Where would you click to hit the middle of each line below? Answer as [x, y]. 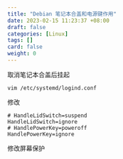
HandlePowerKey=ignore [41, 134]
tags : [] [20, 40]
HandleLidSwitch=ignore [43, 121]
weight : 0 [22, 54]
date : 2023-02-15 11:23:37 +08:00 [59, 21]
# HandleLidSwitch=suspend [47, 115]
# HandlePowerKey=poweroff [47, 128]
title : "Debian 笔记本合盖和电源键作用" [62, 14]
